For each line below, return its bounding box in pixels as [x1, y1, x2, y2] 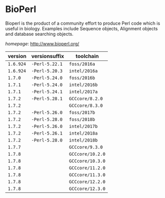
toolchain [75, 52, 99, 59]
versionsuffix [31, 52, 64, 59]
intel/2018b [69, 137, 98, 143]
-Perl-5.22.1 [31, 61, 63, 67]
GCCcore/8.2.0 [69, 96, 103, 101]
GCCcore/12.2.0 [69, 179, 106, 184]
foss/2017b [69, 109, 95, 115]
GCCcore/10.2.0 [69, 151, 106, 157]
